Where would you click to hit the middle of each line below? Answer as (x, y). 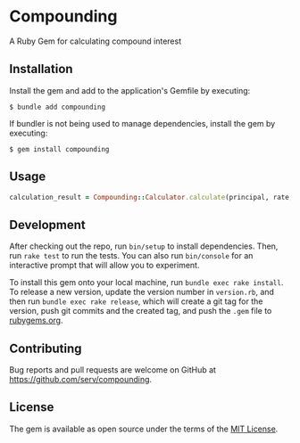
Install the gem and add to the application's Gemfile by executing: (130, 90)
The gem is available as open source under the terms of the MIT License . (144, 429)
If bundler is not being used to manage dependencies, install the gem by (142, 123)
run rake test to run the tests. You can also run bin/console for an (131, 256)
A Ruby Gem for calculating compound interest (95, 41)
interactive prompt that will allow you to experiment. (104, 266)
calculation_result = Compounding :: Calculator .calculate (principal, (139, 197)
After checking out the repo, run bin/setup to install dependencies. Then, (144, 246)
